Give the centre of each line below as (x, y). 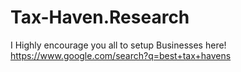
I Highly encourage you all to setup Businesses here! (118, 45)
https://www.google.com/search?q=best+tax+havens (121, 55)
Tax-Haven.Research (100, 17)
